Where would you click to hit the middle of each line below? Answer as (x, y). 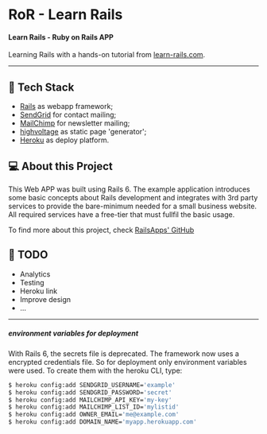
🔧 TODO (28, 255)
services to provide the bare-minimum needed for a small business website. (132, 206)
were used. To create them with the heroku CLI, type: (95, 370)
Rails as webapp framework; (66, 107)
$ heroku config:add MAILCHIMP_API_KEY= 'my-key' (90, 400)
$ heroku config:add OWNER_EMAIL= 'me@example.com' (94, 415)
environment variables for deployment (74, 333)
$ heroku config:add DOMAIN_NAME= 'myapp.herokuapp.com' (103, 422)
